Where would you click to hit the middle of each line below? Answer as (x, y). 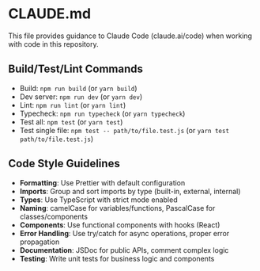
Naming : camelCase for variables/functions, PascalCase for (117, 208)
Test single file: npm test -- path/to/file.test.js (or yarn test (124, 130)
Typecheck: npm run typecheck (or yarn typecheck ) (102, 113)
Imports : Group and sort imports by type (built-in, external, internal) (130, 191)
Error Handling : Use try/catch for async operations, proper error (124, 233)
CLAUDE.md (50, 14)
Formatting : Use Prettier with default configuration (102, 182)
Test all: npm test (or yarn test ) (71, 122)
